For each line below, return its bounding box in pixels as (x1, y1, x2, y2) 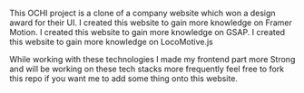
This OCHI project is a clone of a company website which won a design (9, 8, 276, 18)
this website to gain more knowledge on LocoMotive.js (9, 36, 213, 47)
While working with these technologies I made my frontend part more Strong (9, 54, 296, 64)
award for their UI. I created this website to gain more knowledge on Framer (9, 17, 292, 28)
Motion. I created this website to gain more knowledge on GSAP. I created (9, 27, 286, 37)
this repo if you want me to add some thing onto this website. (9, 73, 239, 84)
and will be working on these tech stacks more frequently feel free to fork (9, 63, 285, 74)
